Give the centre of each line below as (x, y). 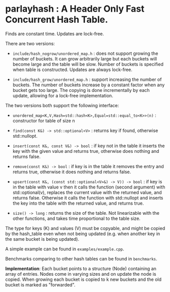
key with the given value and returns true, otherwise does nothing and (86, 151)
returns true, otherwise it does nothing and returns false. (72, 172)
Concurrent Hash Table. (57, 20)
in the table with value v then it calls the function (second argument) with (89, 187)
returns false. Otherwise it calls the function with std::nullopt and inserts (88, 198)
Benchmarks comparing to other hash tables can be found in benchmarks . (81, 258)
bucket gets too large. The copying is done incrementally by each (81, 90)
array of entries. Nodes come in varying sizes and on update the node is (81, 274)
